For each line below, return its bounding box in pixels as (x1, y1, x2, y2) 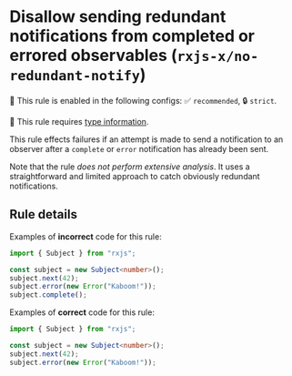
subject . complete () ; (9, 290, 88, 300)
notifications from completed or (9, 25, 256, 46)
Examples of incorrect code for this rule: (9, 230, 162, 242)
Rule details (9, 207, 77, 222)
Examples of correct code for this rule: (9, 307, 155, 318)
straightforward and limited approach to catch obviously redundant (9, 170, 261, 181)
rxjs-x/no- (176, 48, 259, 66)
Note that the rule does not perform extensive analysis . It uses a (9, 161, 250, 172)
